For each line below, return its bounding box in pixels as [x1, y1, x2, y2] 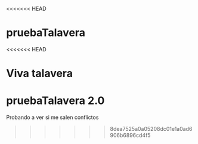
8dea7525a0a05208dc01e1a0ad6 [110, 125, 193, 133]
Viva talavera [6, 67, 73, 80]
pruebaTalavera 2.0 [6, 94, 105, 108]
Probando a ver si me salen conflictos [6, 114, 99, 121]
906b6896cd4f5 [110, 131, 151, 139]
